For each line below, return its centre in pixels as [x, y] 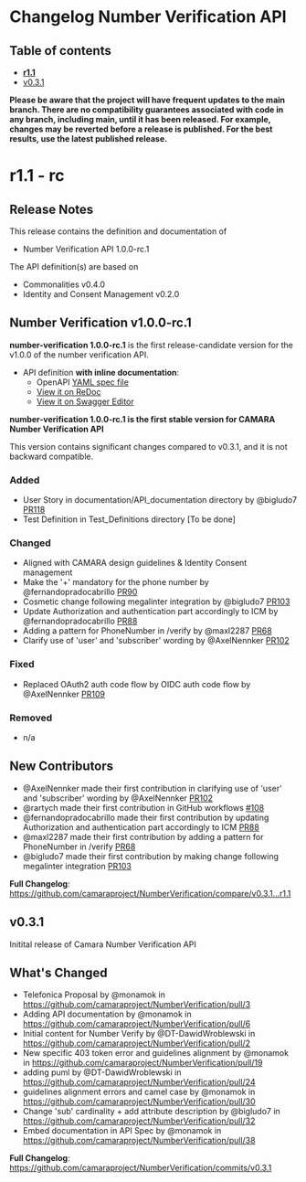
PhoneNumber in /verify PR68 [79, 847]
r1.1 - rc [37, 176]
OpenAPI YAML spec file [83, 382]
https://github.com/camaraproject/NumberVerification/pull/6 [137, 1024]
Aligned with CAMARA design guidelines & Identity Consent [135, 563]
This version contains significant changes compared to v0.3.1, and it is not [148, 446]
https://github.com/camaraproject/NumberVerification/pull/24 [139, 1082]
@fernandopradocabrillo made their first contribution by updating [146, 817]
